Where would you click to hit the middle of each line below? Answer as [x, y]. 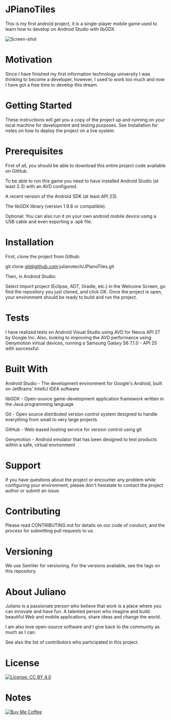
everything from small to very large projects [51, 419]
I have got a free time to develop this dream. [52, 85]
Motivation [29, 60]
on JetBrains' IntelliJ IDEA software [42, 388]
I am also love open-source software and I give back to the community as [82, 627]
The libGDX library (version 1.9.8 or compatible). [56, 206]
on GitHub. [17, 171]
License [22, 663]
